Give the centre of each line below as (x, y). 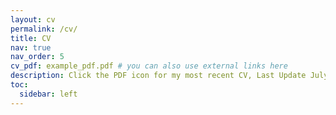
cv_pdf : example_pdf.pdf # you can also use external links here (149, 66)
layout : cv (33, 19)
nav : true (31, 47)
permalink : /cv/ (44, 29)
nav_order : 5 (37, 57)
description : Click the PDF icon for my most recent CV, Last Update (158, 76)
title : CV (31, 38)
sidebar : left (48, 94)
